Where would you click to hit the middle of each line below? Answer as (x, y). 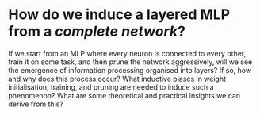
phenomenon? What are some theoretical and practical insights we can (124, 95)
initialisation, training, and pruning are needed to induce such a (111, 87)
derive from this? (36, 104)
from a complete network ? (97, 31)
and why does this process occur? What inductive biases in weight (117, 79)
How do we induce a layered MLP (119, 15)
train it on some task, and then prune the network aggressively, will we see (130, 62)
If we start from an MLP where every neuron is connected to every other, (127, 53)
